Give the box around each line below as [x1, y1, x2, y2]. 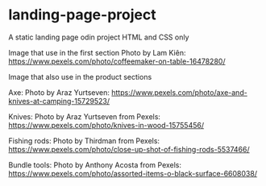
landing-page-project [8, 6, 156, 24]
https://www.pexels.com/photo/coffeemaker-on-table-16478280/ [8, 56, 226, 66]
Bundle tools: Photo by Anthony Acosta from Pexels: [8, 159, 182, 170]
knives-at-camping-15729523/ [8, 96, 110, 105]
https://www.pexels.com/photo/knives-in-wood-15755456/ [8, 120, 204, 130]
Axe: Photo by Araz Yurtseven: [8, 87, 110, 97]
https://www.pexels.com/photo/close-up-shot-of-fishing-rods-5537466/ [8, 144, 250, 154]
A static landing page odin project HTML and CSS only [8, 32, 189, 42]
